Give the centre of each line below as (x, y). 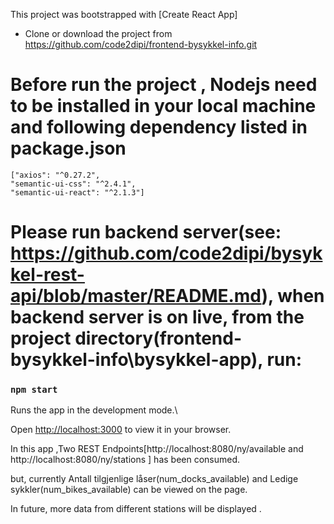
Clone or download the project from (98, 33)
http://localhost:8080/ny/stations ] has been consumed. (125, 460)
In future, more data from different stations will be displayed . (136, 509)
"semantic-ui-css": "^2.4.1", (73, 184)
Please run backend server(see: (146, 232)
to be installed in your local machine (163, 106)
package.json (68, 148)
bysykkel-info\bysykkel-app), (136, 360)
